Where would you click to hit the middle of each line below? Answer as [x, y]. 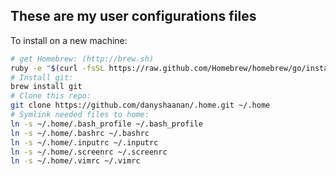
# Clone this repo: [51, 96]
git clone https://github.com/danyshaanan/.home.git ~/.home [140, 105]
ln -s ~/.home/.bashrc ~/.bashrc [80, 133]
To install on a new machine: [69, 40]
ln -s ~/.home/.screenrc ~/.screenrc [89, 152]
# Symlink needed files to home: [80, 115]
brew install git [46, 87]
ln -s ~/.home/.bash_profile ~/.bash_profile [106, 124]
